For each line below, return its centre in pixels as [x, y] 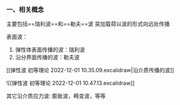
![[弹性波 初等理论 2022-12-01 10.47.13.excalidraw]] [70, 83]
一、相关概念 [25, 9]
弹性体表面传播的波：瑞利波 [50, 50]
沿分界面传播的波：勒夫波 [47, 57]
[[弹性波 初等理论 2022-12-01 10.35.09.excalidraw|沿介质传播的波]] [90, 70]
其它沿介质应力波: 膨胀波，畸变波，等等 [56, 96]
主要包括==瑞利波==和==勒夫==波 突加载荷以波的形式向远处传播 [88, 24]
